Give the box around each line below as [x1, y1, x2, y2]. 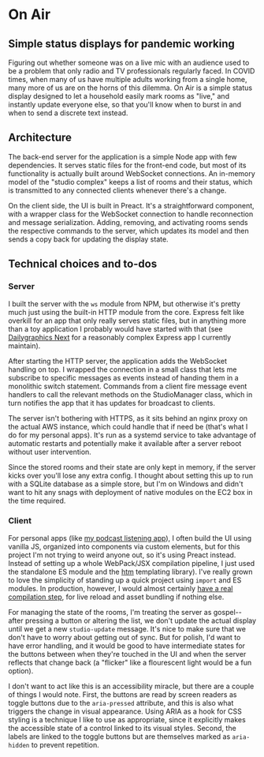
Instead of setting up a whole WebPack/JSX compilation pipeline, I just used [8, 558, 255, 568]
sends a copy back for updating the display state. [8, 234, 169, 244]
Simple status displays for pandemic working [8, 37, 235, 51]
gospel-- [213, 607, 242, 616]
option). [8, 665, 34, 676]
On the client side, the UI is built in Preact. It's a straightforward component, [8, 200, 255, 210]
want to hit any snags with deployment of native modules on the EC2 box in [8, 487, 254, 497]
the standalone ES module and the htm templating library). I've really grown [8, 567, 254, 576]
